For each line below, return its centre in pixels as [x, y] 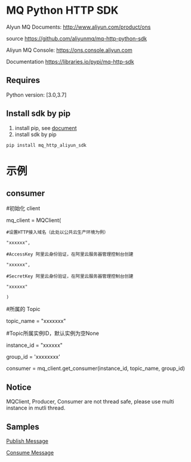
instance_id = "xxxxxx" [34, 345]
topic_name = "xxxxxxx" [36, 321]
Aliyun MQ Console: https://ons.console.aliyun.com [69, 50]
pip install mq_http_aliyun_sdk [46, 145]
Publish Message [27, 441]
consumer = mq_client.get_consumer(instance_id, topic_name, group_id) [95, 368]
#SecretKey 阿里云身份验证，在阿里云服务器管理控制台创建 [70, 276]
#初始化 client [23, 208]
